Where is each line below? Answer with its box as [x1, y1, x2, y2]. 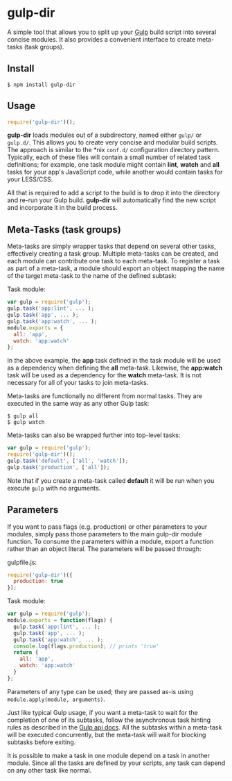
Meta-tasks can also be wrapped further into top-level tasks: [7, 431, 181, 439]
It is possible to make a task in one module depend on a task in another [7, 751, 211, 759]
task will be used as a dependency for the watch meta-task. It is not [7, 371, 202, 379]
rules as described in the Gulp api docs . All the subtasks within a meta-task [7, 723, 222, 731]
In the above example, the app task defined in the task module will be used [7, 356, 222, 365]
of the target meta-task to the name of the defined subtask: [7, 272, 177, 280]
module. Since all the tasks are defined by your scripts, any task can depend [7, 759, 226, 767]
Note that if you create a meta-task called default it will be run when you [7, 476, 215, 484]
